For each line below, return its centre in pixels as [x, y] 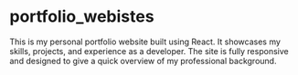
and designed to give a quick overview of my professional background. [143, 61]
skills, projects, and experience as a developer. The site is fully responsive [149, 51]
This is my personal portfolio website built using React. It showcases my [145, 42]
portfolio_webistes [82, 17]
